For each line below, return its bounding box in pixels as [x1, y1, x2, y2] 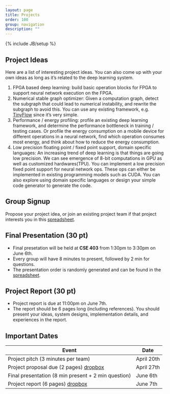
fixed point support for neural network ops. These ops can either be [12, 166, 156, 172]
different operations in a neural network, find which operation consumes [12, 133, 165, 139]
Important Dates [5, 331, 58, 340]
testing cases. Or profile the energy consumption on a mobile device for [12, 128, 164, 134]
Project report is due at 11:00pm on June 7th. [12, 300, 107, 306]
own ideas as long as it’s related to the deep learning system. [5, 74, 134, 80]
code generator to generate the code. [12, 182, 92, 189]
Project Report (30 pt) [5, 286, 76, 295]
